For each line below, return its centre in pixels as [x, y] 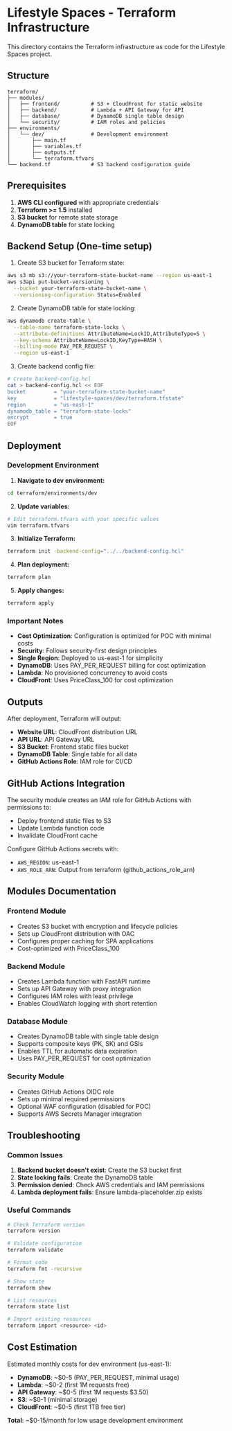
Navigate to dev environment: [61, 480]
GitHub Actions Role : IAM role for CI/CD [75, 762]
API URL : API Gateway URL [56, 740]
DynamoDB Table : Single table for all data [77, 754]
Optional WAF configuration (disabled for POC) [84, 1106]
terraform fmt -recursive [44, 1269]
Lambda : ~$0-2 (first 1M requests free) [73, 1385]
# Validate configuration [44, 1244]
